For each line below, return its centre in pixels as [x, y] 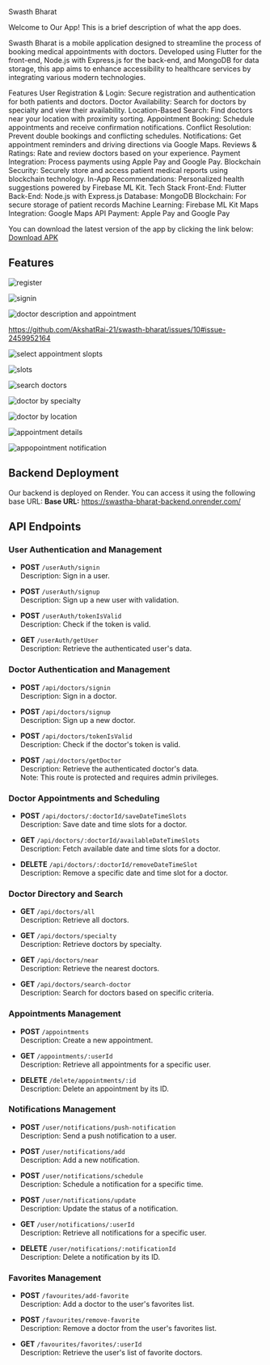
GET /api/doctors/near [59, 960]
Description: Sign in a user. [65, 576]
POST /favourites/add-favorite [74, 1295]
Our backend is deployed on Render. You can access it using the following [132, 492]
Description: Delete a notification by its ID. [90, 1257]
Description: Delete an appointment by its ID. [95, 1088]
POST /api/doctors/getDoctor [71, 760]
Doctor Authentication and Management [89, 670]
